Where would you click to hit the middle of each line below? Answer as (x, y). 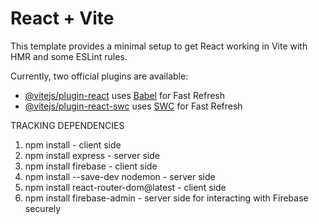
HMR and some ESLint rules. (69, 56)
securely (43, 208)
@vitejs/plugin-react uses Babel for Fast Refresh (125, 95)
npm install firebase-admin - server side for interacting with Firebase (166, 198)
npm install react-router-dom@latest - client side (125, 187)
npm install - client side (73, 144)
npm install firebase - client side (91, 166)
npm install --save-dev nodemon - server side (120, 176)
